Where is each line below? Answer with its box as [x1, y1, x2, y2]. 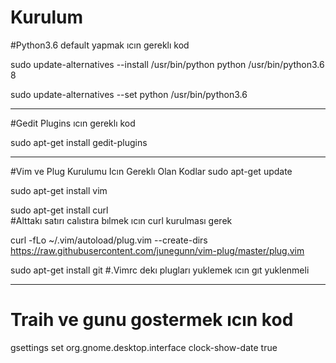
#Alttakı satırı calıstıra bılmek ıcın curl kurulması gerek [10, 214, 233, 226]
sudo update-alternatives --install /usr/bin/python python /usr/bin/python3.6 [10, 58, 325, 70]
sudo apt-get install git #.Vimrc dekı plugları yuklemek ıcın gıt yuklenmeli [10, 264, 310, 276]
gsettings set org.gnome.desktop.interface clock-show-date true [10, 341, 278, 353]
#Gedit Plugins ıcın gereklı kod [10, 117, 136, 129]
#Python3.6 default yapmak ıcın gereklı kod [10, 39, 190, 51]
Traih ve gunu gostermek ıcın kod [10, 309, 294, 331]
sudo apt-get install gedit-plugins [10, 136, 148, 148]
